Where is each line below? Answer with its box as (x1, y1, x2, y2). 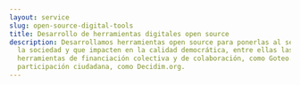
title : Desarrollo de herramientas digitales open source (9, 29, 229, 38)
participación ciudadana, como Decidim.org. (17, 63, 186, 72)
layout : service (9, 12, 70, 22)
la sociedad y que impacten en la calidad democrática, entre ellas (17, 46, 278, 55)
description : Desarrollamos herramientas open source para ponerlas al (9, 37, 281, 47)
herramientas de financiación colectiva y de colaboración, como (17, 54, 266, 63)
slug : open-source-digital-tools (9, 21, 134, 30)
